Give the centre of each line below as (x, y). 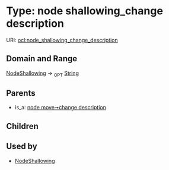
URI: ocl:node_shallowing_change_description (62, 40)
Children (22, 126)
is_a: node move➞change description (60, 108)
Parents (21, 93)
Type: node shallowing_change (84, 11)
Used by (22, 147)
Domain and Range (42, 59)
